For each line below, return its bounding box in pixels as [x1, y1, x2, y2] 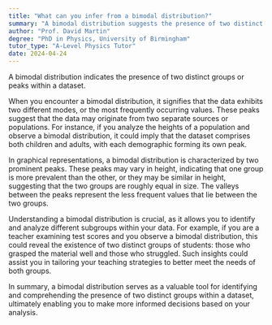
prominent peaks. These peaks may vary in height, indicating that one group [8, 164, 264, 173]
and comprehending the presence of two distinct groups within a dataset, [8, 290, 254, 300]
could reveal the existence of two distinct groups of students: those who [8, 240, 251, 249]
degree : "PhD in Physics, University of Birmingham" [8, 34, 191, 43]
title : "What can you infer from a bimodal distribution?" [8, 11, 213, 20]
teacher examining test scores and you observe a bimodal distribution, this [8, 232, 258, 240]
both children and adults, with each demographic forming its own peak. [8, 140, 248, 149]
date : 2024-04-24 [8, 50, 67, 58]
